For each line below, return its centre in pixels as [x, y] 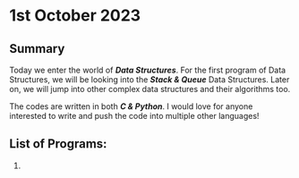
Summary [37, 49]
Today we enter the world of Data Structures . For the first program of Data [148, 70]
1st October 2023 [75, 16]
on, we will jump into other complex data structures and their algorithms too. [150, 89]
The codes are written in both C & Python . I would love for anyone [131, 106]
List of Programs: [58, 144]
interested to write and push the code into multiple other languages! [134, 116]
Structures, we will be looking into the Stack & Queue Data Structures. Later [149, 80]
